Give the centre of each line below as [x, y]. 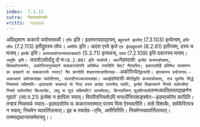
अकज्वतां [13, 79]
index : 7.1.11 [25, 12]
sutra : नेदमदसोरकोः [27, 17]
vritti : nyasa [25, 23]
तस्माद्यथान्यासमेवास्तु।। [29, 117]
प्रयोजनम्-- [182, 72]
